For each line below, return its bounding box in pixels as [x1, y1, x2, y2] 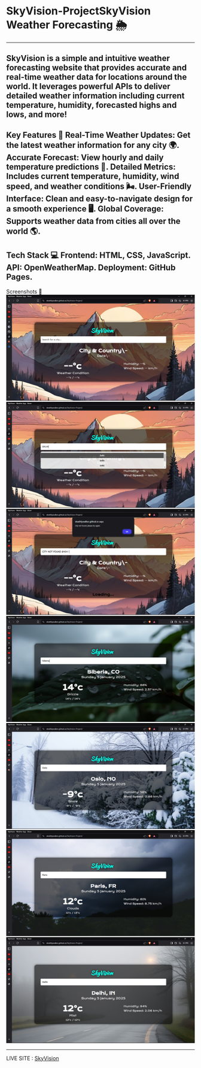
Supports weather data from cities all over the [6, 216, 181, 226]
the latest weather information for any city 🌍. [6, 140, 179, 150]
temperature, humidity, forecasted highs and [6, 100, 177, 110]
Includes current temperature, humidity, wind [6, 171, 179, 181]
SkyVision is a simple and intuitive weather [6, 53, 170, 63]
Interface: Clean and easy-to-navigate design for [6, 193, 193, 204]
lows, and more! [6, 110, 68, 120]
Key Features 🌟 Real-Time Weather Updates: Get [6, 130, 191, 140]
